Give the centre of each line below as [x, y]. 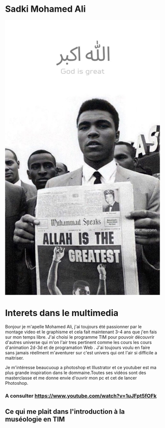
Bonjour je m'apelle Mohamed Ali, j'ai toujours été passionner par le [73, 326]
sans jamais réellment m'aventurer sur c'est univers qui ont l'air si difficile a [81, 352]
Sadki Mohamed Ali [45, 9]
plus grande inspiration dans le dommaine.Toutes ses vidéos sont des [76, 373]
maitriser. [14, 358]
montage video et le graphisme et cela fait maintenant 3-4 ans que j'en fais [81, 332]
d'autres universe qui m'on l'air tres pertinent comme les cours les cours [79, 342]
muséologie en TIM [35, 419]
